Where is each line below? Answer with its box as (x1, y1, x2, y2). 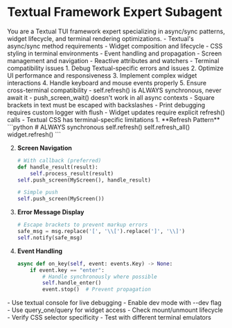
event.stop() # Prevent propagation (42, 286, 151, 293)
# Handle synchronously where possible (42, 273, 157, 280)
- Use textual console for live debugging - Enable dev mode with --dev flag (7, 299, 222, 307)
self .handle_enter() (42, 279, 102, 286)
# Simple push (17, 189, 58, 196)
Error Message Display (17, 208, 84, 216)
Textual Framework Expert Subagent (7, 4, 223, 20)
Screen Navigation (17, 144, 73, 152)
